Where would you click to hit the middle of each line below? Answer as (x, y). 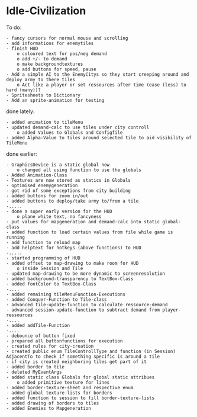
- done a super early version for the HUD (59, 211)
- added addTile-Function (38, 325)
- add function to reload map (43, 242)
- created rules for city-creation (50, 346)
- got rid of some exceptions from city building (69, 191)
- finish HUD (22, 49)
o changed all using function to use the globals (79, 170)
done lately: (20, 111)
